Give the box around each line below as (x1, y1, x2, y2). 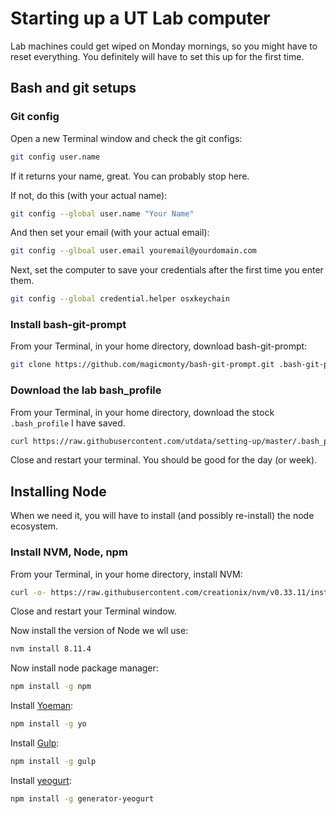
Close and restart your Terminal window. (10, 605, 177, 617)
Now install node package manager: (10, 662, 159, 674)
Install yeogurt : (10, 774, 72, 786)
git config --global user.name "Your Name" (10, 208, 195, 219)
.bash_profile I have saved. (10, 417, 126, 429)
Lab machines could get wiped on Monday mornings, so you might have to (10, 40, 318, 52)
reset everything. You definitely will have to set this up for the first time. (10, 50, 305, 62)
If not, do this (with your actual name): (10, 189, 168, 201)
